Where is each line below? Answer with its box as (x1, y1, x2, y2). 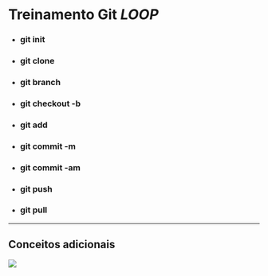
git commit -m (19, 141, 76, 152)
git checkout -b (19, 98, 81, 109)
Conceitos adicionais (8, 238, 116, 251)
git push (19, 183, 53, 194)
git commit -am (19, 161, 81, 173)
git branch (19, 76, 61, 87)
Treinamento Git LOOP (8, 6, 160, 24)
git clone (19, 56, 55, 67)
